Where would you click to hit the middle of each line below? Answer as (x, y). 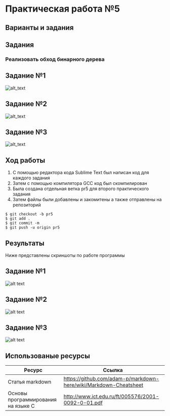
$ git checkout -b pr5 (29, 214)
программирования (32, 400)
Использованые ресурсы (48, 356)
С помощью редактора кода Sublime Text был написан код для (81, 173)
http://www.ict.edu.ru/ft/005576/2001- (111, 397)
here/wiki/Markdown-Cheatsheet (103, 385)
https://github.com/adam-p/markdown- (111, 379)
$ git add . (18, 219)
